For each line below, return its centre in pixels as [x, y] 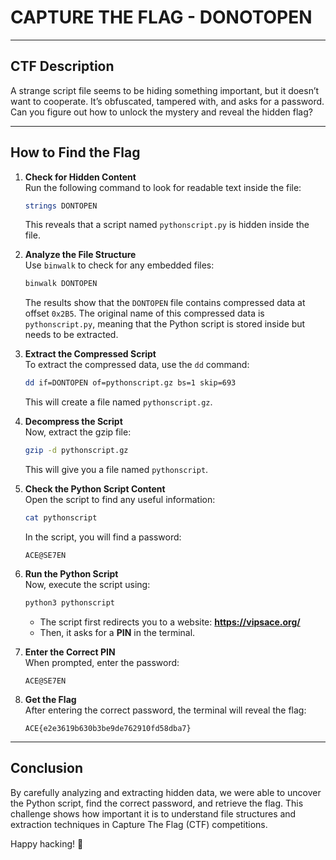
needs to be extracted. [71, 335]
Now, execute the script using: [87, 584]
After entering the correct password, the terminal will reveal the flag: [165, 710]
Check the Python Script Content [95, 489]
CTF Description [62, 66]
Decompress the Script [73, 422]
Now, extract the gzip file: [78, 432]
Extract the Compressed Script [90, 354]
